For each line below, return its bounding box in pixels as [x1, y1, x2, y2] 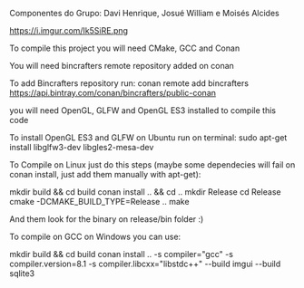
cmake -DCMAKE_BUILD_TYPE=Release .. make [9, 197, 190, 206]
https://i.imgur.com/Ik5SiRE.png [9, 25, 129, 35]
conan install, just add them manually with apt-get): [9, 169, 201, 179]
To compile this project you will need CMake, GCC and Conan [9, 43, 240, 53]
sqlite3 [9, 268, 34, 279]
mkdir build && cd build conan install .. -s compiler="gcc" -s [9, 249, 234, 259]
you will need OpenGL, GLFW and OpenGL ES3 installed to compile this [9, 105, 277, 116]
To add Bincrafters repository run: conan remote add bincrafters [9, 78, 250, 89]
